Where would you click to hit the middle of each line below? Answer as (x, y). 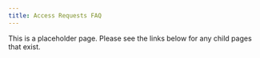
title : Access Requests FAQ (55, 15)
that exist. (25, 46)
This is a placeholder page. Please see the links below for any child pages (130, 38)
